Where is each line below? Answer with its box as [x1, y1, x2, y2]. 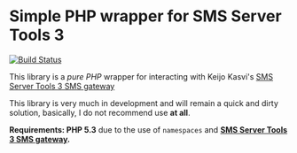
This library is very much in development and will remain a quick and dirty [9, 97, 279, 108]
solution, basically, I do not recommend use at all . [9, 107, 191, 118]
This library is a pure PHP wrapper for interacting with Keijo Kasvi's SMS [9, 71, 273, 81]
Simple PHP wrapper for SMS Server [9, 6, 282, 27]
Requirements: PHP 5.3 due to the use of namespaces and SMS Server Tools [9, 124, 288, 134]
